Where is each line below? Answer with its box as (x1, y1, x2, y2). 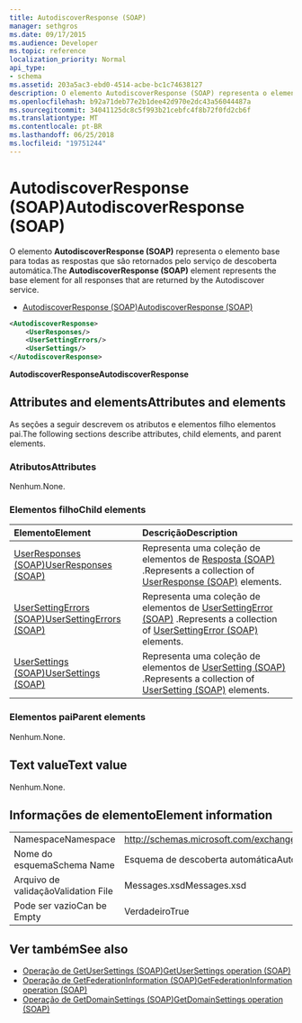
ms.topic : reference (9, 47, 87, 56)
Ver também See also (9, 941, 129, 956)
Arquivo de (13, 873, 60, 886)
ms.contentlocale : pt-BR (9, 123, 102, 132)
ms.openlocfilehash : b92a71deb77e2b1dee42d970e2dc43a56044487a (9, 96, 252, 106)
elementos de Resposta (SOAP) (142, 553, 276, 566)
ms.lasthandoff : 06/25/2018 (9, 131, 115, 140)
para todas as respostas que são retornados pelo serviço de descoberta (9, 255, 277, 266)
